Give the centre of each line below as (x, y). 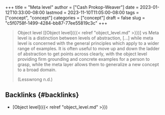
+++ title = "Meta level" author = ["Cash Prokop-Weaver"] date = (72, 7)
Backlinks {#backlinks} (42, 95)
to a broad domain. (37, 70)
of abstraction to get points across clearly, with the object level (82, 54)
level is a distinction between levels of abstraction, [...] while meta (85, 38)
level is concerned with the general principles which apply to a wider (88, 43)
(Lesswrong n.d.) (35, 79)
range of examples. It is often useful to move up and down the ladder (88, 49)
